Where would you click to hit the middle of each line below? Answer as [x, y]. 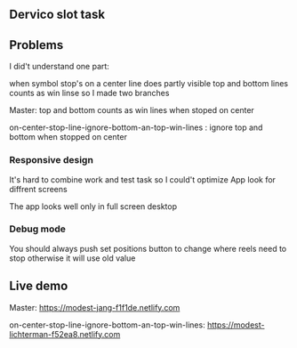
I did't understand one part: [59, 67]
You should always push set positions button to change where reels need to [148, 248]
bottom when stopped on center [68, 137]
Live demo [39, 286]
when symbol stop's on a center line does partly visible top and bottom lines [149, 84]
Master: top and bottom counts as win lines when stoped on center [132, 110]
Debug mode [38, 229]
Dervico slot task [57, 15]
